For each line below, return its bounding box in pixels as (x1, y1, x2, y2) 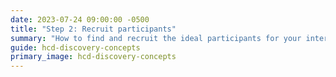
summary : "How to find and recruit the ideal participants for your (10, 33, 302, 43)
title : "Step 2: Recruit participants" (10, 24, 177, 34)
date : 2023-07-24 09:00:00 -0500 (10, 14, 150, 25)
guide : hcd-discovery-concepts (10, 42, 141, 53)
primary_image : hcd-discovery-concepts (10, 52, 177, 62)
